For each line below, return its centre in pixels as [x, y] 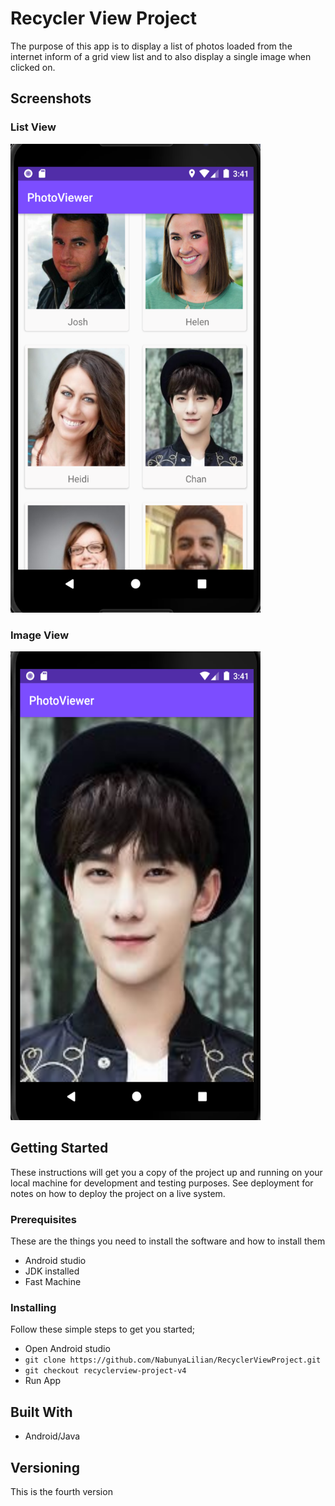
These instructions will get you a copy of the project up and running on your [166, 1172]
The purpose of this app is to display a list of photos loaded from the [151, 46]
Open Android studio [67, 1349]
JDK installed [52, 1271]
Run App [43, 1381]
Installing [33, 1307]
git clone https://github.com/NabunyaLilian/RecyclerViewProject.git [173, 1360]
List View [33, 127]
